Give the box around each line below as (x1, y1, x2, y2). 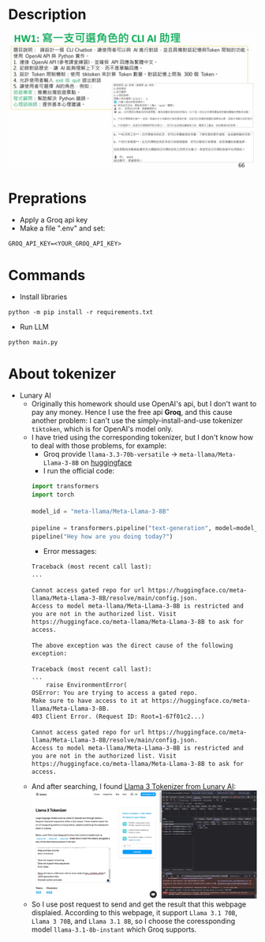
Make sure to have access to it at (31, 697, 148, 705)
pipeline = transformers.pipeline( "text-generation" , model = (31, 524, 237, 532)
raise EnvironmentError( (46, 681, 128, 690)
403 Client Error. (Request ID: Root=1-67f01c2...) (31, 712, 205, 721)
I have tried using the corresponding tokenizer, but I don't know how (31, 432, 254, 443)
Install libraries (19, 292, 68, 301)
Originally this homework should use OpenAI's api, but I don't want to (31, 399, 257, 409)
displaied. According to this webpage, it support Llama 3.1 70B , (31, 908, 238, 918)
